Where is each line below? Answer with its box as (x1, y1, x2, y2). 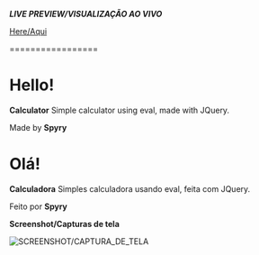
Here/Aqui (9, 26, 48, 36)
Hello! (9, 75, 55, 96)
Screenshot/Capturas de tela (9, 218, 120, 229)
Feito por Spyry (9, 201, 67, 212)
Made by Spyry (9, 122, 67, 132)
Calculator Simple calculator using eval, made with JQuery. (9, 105, 230, 115)
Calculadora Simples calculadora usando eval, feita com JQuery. (9, 183, 251, 194)
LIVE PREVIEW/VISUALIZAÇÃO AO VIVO (9, 9, 163, 19)
